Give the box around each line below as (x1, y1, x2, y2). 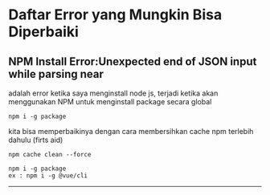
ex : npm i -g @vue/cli (8, 172, 88, 180)
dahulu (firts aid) (8, 135, 63, 144)
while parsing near (8, 67, 104, 81)
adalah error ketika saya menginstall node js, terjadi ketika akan (8, 88, 219, 98)
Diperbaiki (8, 22, 79, 41)
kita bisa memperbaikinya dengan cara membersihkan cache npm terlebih (8, 127, 254, 136)
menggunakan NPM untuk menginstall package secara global (8, 97, 212, 106)
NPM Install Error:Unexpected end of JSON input (8, 55, 257, 68)
